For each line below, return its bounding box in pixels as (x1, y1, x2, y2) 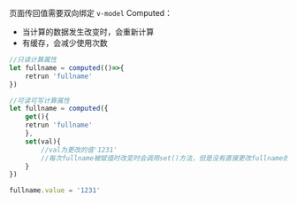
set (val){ (25, 136, 62, 146)
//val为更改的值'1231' (41, 145, 118, 154)
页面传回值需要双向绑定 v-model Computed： (9, 8, 172, 18)
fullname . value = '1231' (9, 186, 101, 195)
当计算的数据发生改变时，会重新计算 (21, 27, 155, 37)
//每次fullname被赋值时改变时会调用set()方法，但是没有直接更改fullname (41, 153, 284, 162)
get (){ (25, 113, 49, 121)
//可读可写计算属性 (9, 96, 71, 105)
